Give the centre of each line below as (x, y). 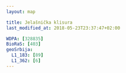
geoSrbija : (20, 50)
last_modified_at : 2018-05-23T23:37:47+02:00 (63, 28)
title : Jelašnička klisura (39, 22)
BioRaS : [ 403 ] (24, 44)
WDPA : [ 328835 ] (25, 39)
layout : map (21, 12)
